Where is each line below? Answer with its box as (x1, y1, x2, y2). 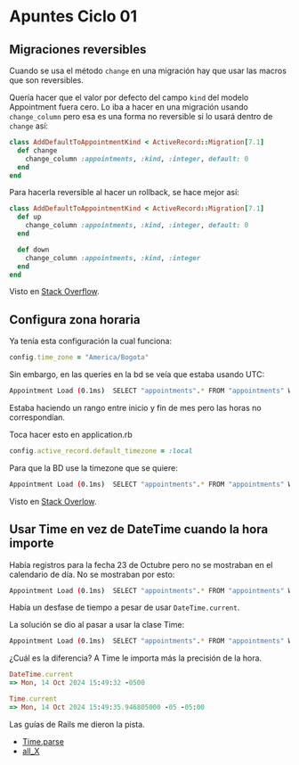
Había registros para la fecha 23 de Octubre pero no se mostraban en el (9, 559, 273, 570)
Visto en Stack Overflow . (9, 286, 100, 297)
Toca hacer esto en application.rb (9, 429, 133, 440)
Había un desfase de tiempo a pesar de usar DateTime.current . (9, 602, 240, 613)
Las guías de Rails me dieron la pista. (9, 719, 145, 729)
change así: (9, 120, 49, 131)
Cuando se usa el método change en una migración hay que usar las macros (9, 65, 287, 76)
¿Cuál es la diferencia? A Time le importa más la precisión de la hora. (9, 653, 263, 663)
